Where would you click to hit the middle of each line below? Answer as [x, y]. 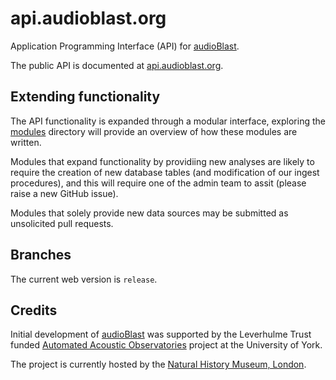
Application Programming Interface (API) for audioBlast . [125, 46]
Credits [34, 310]
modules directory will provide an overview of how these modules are [154, 131]
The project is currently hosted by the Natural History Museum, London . [158, 364]
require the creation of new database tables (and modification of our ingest [165, 172]
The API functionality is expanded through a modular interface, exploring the [168, 121]
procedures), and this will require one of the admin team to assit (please [158, 183]
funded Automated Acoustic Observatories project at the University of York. [166, 345]
